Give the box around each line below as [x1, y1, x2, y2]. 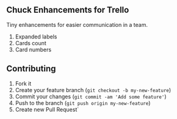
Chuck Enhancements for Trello [6, 5, 129, 15]
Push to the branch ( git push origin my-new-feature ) [15, 99, 151, 106]
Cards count [15, 39, 47, 46]
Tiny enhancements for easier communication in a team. [6, 21, 148, 28]
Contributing [6, 63, 56, 74]
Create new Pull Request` [15, 106, 79, 113]
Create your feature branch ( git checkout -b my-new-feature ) [15, 86, 172, 93]
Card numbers [15, 46, 52, 53]
